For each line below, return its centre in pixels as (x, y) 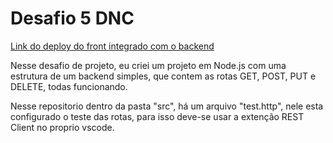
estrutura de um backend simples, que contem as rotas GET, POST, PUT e (163, 76)
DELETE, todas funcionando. (69, 86)
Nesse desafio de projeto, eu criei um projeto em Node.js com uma (148, 65)
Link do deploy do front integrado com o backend (112, 46)
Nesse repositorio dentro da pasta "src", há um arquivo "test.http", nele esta (167, 106)
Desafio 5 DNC (72, 18)
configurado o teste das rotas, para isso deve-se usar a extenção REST (157, 116)
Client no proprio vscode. (62, 127)
